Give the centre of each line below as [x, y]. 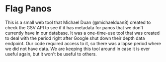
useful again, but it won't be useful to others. [51, 54]
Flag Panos [28, 9]
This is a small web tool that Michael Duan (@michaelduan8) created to [78, 22]
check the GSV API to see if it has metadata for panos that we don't [74, 27]
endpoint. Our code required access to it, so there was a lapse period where [83, 43]
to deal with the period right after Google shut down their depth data [75, 38]
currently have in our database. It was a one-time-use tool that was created [83, 33]
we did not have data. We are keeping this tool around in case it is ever [78, 49]
